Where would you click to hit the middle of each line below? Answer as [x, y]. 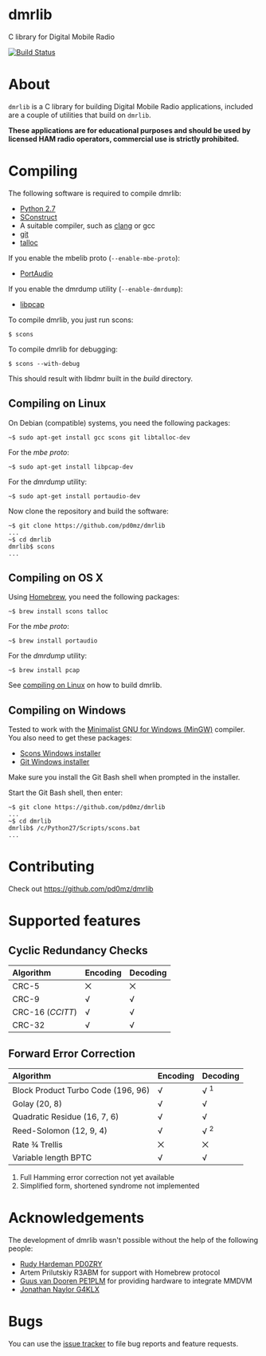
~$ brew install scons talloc [59, 611]
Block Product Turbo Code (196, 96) [81, 1090]
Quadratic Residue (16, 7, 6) [66, 1117]
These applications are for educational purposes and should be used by [129, 130]
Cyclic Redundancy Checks [78, 950]
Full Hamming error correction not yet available [97, 1177]
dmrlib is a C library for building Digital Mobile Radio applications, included [131, 106]
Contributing [51, 867]
